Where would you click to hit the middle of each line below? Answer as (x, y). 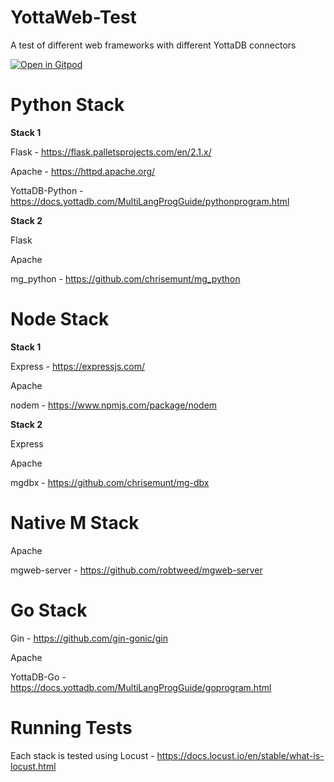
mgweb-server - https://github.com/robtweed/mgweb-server (136, 570)
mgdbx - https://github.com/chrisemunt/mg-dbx (110, 482)
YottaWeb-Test (73, 17)
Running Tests (71, 727)
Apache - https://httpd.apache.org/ (83, 171)
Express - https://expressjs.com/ (78, 366)
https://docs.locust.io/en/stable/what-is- (240, 755)
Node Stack (60, 319)
